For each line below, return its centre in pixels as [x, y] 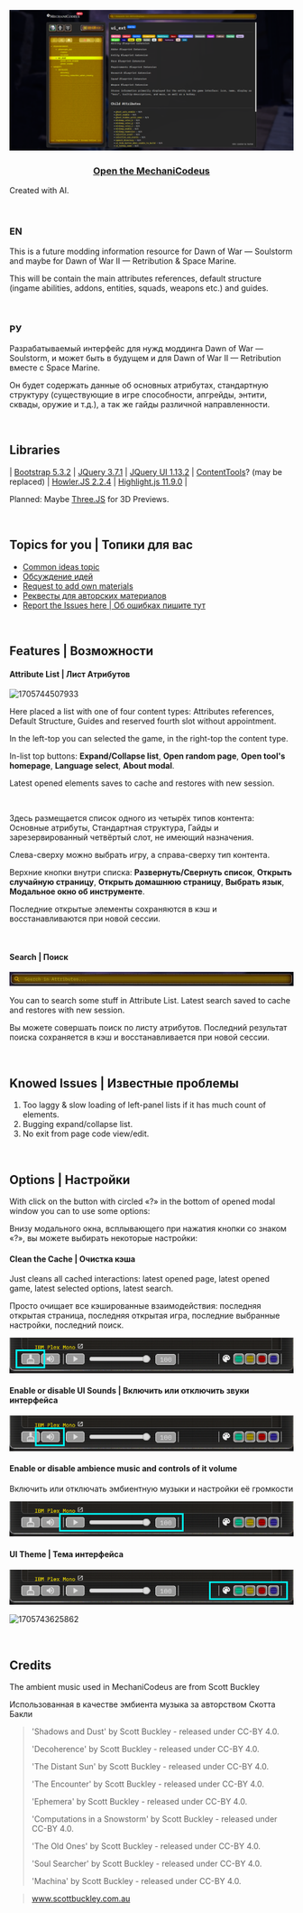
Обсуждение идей [58, 576]
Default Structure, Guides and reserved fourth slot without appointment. [143, 721]
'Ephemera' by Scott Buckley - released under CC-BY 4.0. [139, 1802]
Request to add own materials [78, 586]
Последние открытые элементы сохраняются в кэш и [114, 910]
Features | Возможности [82, 651]
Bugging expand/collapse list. [78, 1124]
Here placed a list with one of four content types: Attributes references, [142, 712]
